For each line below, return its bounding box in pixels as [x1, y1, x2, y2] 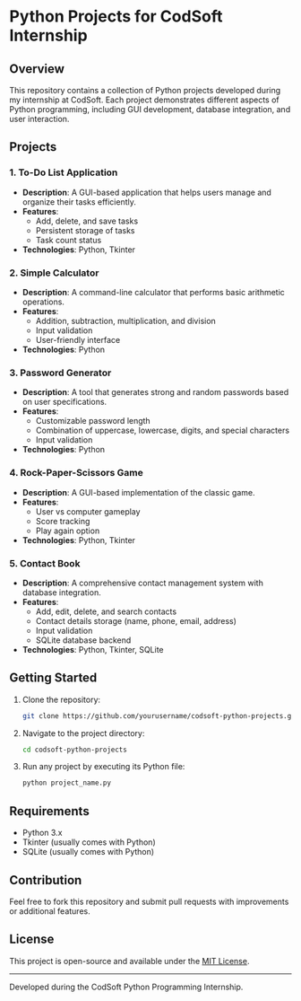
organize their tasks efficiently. [21, 196, 137, 207]
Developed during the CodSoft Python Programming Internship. [9, 981, 244, 992]
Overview [9, 61, 65, 76]
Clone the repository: [21, 694, 101, 705]
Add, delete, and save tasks [35, 215, 139, 226]
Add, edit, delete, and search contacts [35, 606, 177, 617]
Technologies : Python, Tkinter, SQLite [21, 644, 164, 654]
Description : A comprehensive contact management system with [21, 577, 264, 588]
